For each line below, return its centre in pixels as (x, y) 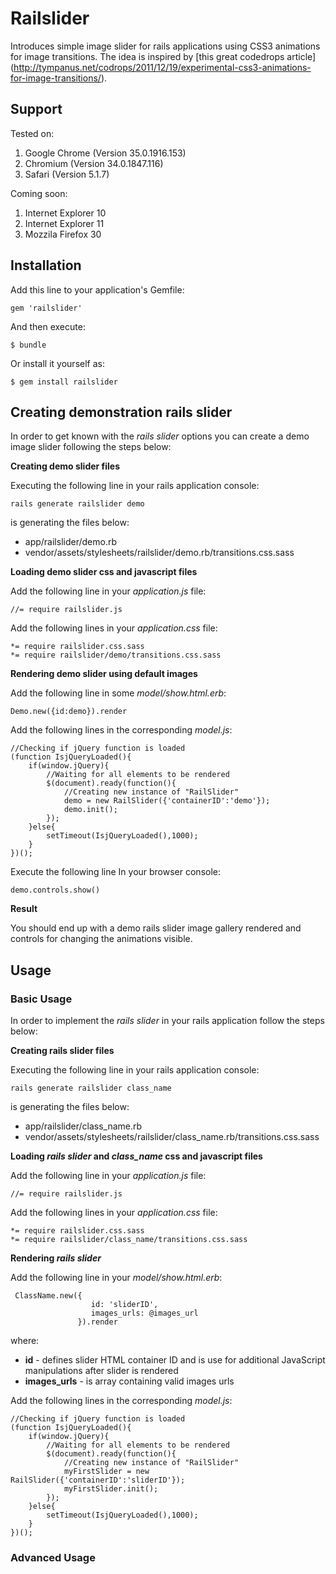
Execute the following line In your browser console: (116, 872)
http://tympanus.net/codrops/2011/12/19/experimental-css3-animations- (162, 67)
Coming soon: (39, 193)
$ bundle (28, 345)
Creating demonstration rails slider (121, 412)
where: (25, 1341)
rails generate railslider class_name (91, 1088)
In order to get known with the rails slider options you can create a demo (160, 436)
